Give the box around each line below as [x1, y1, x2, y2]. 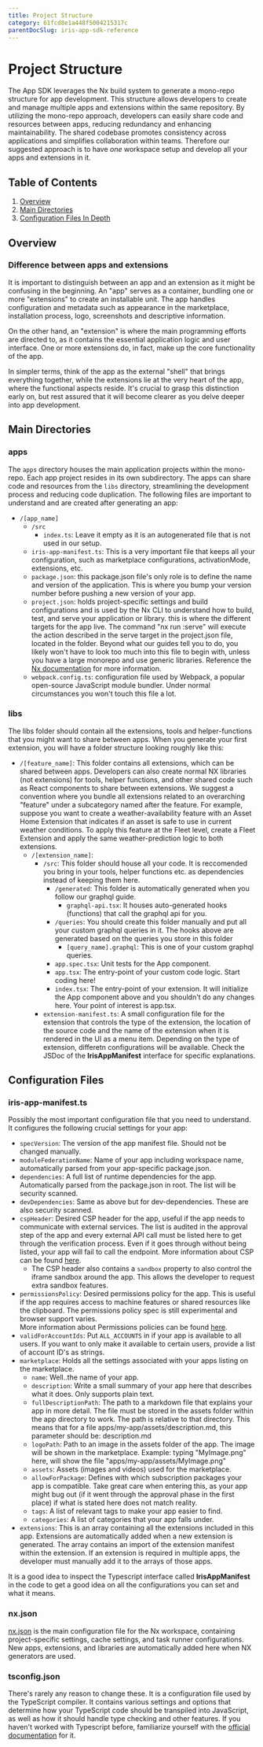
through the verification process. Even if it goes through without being [19, 1239, 247, 1248]
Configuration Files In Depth [19, 213, 111, 223]
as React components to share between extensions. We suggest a [19, 783, 234, 792]
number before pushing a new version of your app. [31, 588, 196, 598]
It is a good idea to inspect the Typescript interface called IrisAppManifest [8, 1572, 250, 1582]
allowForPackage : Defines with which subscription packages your [31, 1473, 242, 1483]
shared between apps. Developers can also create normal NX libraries [19, 766, 247, 776]
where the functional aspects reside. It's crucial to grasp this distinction [8, 383, 239, 393]
